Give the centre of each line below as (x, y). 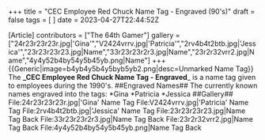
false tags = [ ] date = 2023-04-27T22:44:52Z (84, 20)
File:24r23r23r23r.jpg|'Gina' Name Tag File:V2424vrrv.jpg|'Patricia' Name (129, 102)
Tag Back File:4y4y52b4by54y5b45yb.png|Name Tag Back (105, 127)
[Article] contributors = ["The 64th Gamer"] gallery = (94, 35)
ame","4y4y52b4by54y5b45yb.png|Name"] (79, 60)
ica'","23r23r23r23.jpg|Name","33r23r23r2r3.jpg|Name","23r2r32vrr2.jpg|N (131, 52)
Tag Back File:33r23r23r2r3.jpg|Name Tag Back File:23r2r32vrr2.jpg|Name (131, 119)
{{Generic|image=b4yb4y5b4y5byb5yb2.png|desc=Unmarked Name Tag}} (131, 69)
